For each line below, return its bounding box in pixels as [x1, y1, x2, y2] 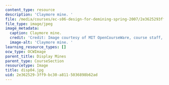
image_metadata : [5, 26, 39, 31]
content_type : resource [5, 7, 55, 12]
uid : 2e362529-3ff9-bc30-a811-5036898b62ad [5, 72, 98, 77]
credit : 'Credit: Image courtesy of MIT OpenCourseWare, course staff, [10, 35, 163, 40]
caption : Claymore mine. [10, 30, 62, 35]
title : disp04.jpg [5, 68, 44, 73]
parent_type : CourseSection [5, 58, 64, 63]
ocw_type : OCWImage [5, 49, 46, 54]
